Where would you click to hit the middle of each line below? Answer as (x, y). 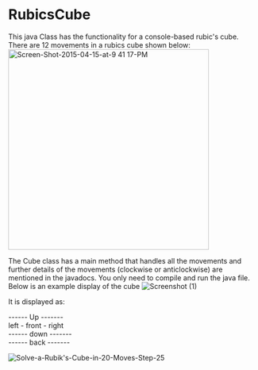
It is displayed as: (37, 301)
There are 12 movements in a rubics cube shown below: (99, 44)
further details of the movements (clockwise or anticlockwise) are (116, 269)
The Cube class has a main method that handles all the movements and (125, 260)
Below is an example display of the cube (74, 286)
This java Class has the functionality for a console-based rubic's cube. (124, 37)
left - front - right (36, 325)
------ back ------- (39, 342)
